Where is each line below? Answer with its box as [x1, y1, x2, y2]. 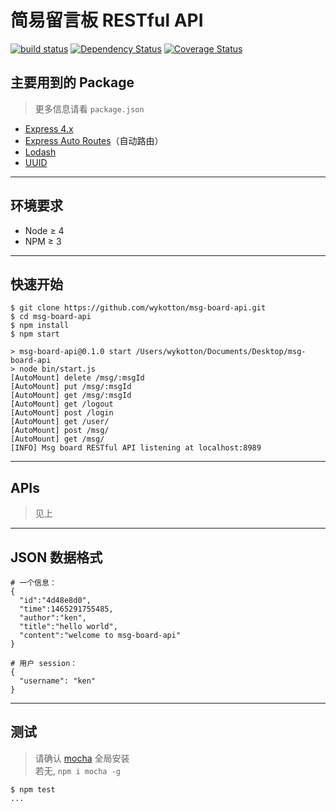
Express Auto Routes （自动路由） [24, 134, 164, 146]
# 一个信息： [10, 578, 57, 588]
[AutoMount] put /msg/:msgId [10, 382, 132, 392]
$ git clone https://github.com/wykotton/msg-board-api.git [10, 303, 267, 313]
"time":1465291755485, [19, 604, 114, 614]
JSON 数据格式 [10, 549, 103, 566]
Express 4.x [24, 122, 74, 135]
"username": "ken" [19, 676, 97, 686]
